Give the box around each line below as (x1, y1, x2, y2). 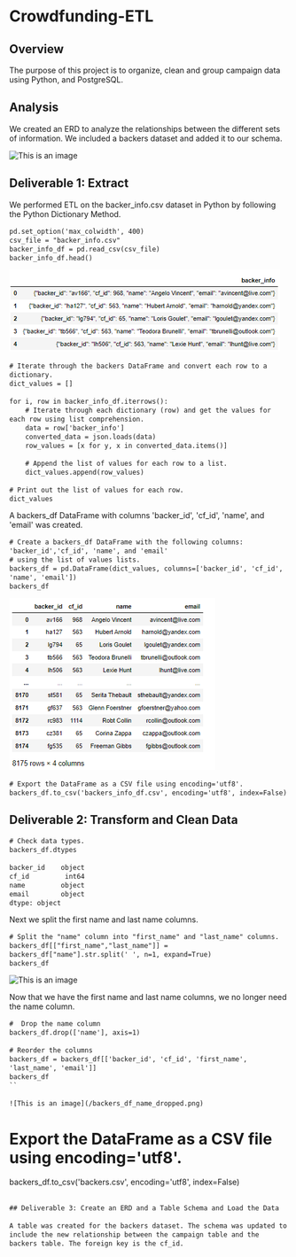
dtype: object (9, 899, 62, 908)
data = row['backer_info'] (25, 423, 125, 432)
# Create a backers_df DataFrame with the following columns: (9, 538, 244, 547)
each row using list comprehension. (9, 415, 144, 423)
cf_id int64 (9, 873, 86, 881)
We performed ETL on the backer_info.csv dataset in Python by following (9, 199, 277, 210)
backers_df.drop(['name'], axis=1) (9, 1028, 141, 1037)
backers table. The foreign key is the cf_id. (9, 1239, 184, 1248)
